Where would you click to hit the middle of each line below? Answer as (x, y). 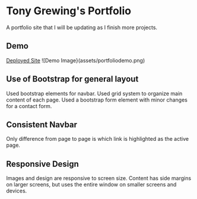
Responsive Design (42, 164)
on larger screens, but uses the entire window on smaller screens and (91, 185)
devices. (17, 191)
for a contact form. (29, 106)
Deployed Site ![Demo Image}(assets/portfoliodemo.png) (76, 60)
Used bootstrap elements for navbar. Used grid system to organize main (94, 93)
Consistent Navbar (42, 124)
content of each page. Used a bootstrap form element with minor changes (97, 100)
